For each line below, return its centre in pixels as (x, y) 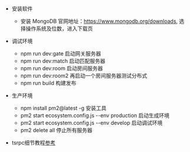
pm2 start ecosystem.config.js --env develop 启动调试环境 (91, 123)
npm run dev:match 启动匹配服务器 (63, 61)
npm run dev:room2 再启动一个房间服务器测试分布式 (84, 76)
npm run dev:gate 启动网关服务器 (61, 54)
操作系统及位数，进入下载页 (59, 29)
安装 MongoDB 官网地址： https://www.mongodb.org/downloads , (99, 21)
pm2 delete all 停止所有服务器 (56, 130)
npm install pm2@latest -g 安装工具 (64, 108)
